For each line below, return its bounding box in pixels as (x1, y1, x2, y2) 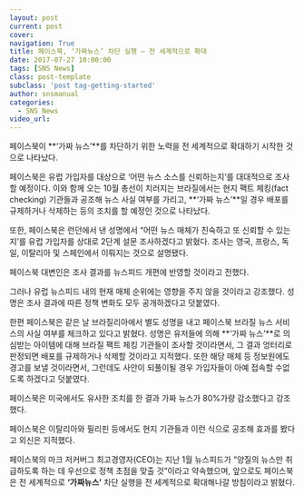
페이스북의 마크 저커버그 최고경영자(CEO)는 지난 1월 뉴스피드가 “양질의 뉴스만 (9, 454, 284, 465)
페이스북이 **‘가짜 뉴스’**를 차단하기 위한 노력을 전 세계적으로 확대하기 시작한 (9, 141, 284, 152)
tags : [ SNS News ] (9, 64, 75, 74)
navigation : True (9, 38, 75, 48)
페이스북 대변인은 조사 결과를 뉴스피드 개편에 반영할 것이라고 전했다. (9, 267, 250, 278)
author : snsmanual (9, 89, 79, 98)
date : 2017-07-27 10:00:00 (9, 55, 112, 64)
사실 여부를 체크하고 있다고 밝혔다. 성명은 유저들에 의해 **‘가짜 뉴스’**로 (25, 328, 281, 339)
